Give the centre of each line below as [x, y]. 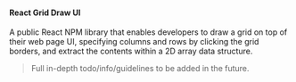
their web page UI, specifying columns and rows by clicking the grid [134, 42]
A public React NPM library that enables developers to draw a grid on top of [148, 32]
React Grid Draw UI [45, 12]
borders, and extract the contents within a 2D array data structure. [131, 51]
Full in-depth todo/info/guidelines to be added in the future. [140, 69]
